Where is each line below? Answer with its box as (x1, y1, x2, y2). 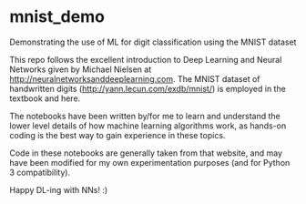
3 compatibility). (9, 167, 71, 178)
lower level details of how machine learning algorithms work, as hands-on (9, 120, 287, 131)
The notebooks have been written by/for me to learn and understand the (9, 110, 280, 121)
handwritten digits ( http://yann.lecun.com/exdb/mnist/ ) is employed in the (9, 83, 287, 94)
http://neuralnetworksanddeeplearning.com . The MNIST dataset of (9, 73, 260, 84)
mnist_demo (9, 6, 105, 27)
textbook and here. (9, 93, 81, 104)
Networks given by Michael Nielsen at (9, 64, 152, 75)
